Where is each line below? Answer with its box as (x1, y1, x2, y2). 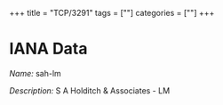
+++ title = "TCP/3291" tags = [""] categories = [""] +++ (9, 8, 215, 18)
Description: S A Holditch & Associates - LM (9, 85, 171, 96)
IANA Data (9, 39, 88, 59)
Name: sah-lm (9, 68, 62, 78)
